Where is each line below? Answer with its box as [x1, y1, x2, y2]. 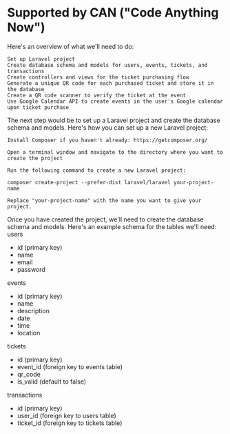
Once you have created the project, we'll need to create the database [7, 215, 205, 224]
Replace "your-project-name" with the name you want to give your [7, 197, 202, 204]
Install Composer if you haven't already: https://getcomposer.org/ [7, 137, 208, 144]
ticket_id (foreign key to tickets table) [17, 419, 123, 427]
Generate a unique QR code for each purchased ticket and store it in [7, 79, 214, 87]
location [17, 328, 41, 337]
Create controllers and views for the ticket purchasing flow [7, 74, 189, 81]
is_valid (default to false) [17, 377, 87, 386]
